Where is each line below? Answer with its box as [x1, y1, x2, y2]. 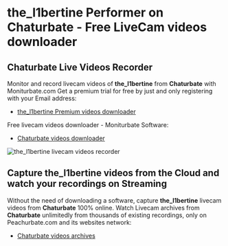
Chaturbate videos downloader [16, 134, 105, 142]
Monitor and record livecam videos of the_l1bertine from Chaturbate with [7, 80, 216, 87]
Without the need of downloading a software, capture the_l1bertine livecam [7, 196, 222, 204]
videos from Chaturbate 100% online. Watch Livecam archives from [7, 203, 201, 212]
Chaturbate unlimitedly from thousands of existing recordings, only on [7, 211, 207, 219]
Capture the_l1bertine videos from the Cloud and [7, 167, 220, 179]
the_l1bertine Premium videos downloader [16, 108, 136, 115]
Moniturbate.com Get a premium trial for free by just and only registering [7, 87, 213, 95]
